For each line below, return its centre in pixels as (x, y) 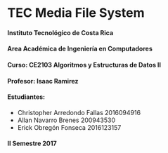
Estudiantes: (26, 97)
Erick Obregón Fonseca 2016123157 (69, 127)
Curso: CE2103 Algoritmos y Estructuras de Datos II (84, 65)
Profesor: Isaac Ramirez (43, 81)
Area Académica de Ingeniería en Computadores (80, 49)
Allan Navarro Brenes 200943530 (66, 120)
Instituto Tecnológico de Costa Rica (60, 32)
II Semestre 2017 (32, 144)
